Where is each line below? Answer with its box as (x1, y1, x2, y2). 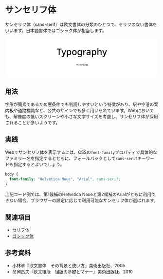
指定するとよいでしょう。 (13, 161, 65, 167)
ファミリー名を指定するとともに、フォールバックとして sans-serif (5, 155, 138, 161)
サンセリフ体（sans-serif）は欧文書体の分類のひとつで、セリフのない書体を (5, 21, 157, 27)
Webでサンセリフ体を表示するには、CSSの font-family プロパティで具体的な (5, 149, 157, 155)
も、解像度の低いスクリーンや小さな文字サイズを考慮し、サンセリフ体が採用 (5, 113, 158, 120)
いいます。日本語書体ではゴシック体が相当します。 (5, 27, 107, 33)
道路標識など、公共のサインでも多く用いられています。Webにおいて (18, 107, 154, 113)
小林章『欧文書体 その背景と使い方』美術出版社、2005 (12, 262, 126, 268)
